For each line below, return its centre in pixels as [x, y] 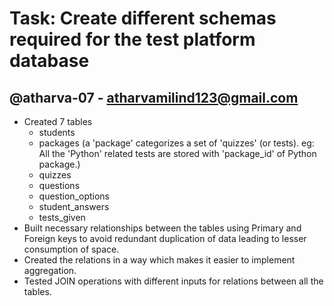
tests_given [62, 217]
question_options [74, 196]
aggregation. [50, 270]
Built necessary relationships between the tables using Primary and [162, 228]
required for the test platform [132, 39]
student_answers [74, 206]
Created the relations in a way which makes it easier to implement [159, 260]
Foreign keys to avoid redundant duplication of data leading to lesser [165, 238]
